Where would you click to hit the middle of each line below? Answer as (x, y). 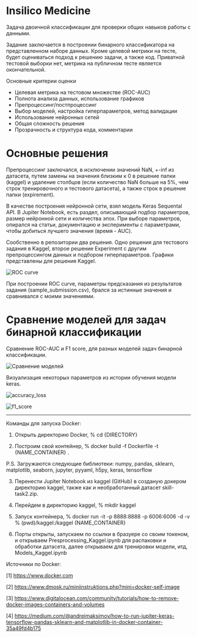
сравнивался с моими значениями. (50, 296)
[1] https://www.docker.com (40, 575)
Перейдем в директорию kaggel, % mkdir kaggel (75, 505)
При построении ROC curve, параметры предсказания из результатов (94, 283)
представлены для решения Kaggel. (51, 261)
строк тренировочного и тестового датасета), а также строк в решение (96, 188)
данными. (18, 33)
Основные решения (57, 153)
